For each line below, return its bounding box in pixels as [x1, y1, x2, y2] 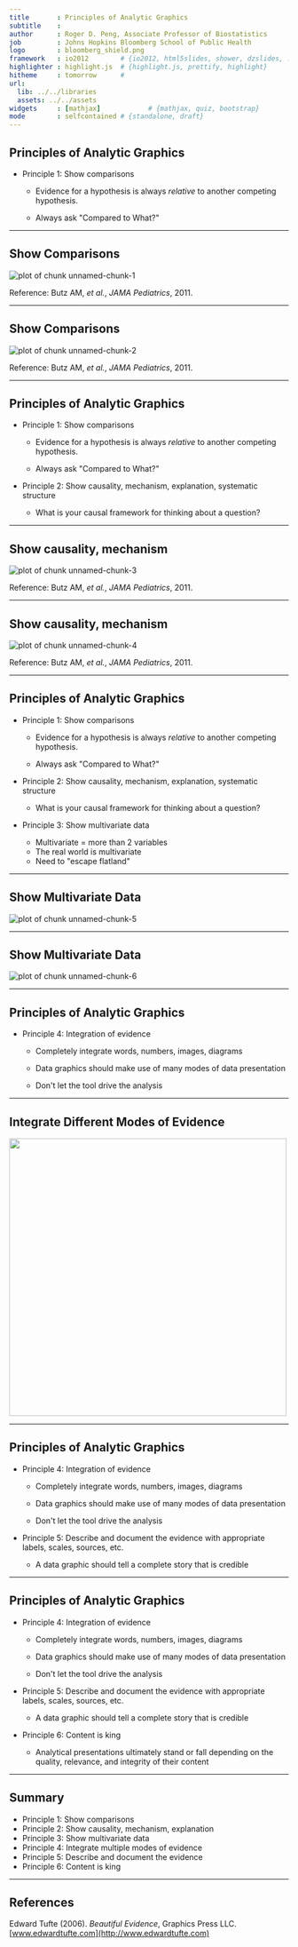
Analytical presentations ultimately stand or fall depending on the [35, 1746, 274, 1757]
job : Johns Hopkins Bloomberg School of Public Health [9, 37, 252, 47]
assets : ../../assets [17, 95, 98, 105]
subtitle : [9, 21, 62, 30]
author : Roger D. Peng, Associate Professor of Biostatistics [9, 29, 268, 38]
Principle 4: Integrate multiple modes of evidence [21, 1842, 202, 1853]
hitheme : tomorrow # [9, 71, 125, 80]
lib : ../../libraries [17, 87, 98, 96]
